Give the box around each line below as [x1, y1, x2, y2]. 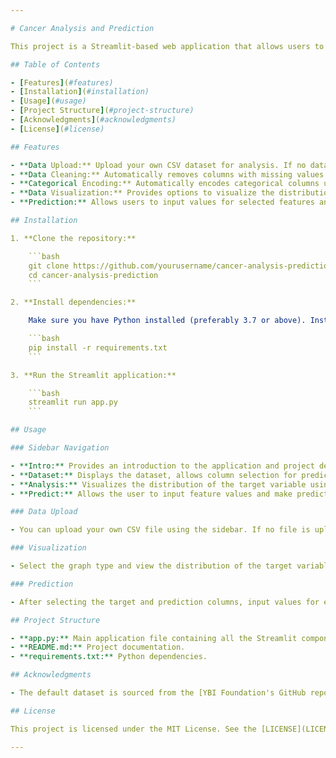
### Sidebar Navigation [10, 443, 110, 453]
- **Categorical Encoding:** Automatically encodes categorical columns [10, 179, 320, 189]
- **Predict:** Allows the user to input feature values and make [10, 489, 293, 499]
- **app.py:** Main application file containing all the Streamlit [10, 633, 298, 643]
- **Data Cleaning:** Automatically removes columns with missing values [10, 169, 325, 180]
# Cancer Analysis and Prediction [10, 23, 155, 33]
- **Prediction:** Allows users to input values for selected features [10, 197, 315, 208]
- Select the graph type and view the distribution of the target [10, 561, 293, 571]
